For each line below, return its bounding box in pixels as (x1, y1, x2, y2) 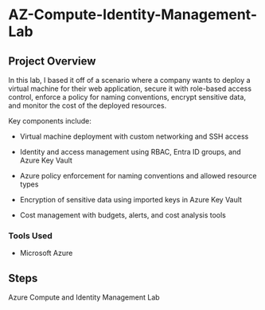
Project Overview (8, 54, 96, 68)
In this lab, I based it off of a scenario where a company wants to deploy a (8, 76, 251, 84)
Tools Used (8, 230, 53, 241)
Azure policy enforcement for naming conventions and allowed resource (19, 171, 257, 180)
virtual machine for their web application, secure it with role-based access (8, 84, 252, 93)
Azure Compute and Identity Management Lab (8, 292, 161, 302)
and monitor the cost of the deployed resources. (8, 101, 167, 110)
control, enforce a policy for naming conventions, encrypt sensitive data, (8, 92, 247, 101)
